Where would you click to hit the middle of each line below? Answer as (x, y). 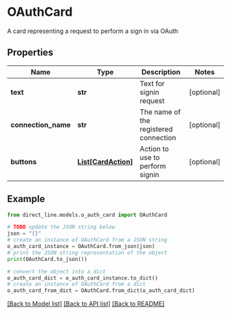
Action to (154, 148)
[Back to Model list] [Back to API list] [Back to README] (86, 304)
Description (161, 71)
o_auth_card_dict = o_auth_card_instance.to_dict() (82, 278)
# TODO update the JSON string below (61, 227)
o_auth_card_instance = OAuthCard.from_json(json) (81, 247)
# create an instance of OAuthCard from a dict (77, 284)
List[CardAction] (105, 161)
